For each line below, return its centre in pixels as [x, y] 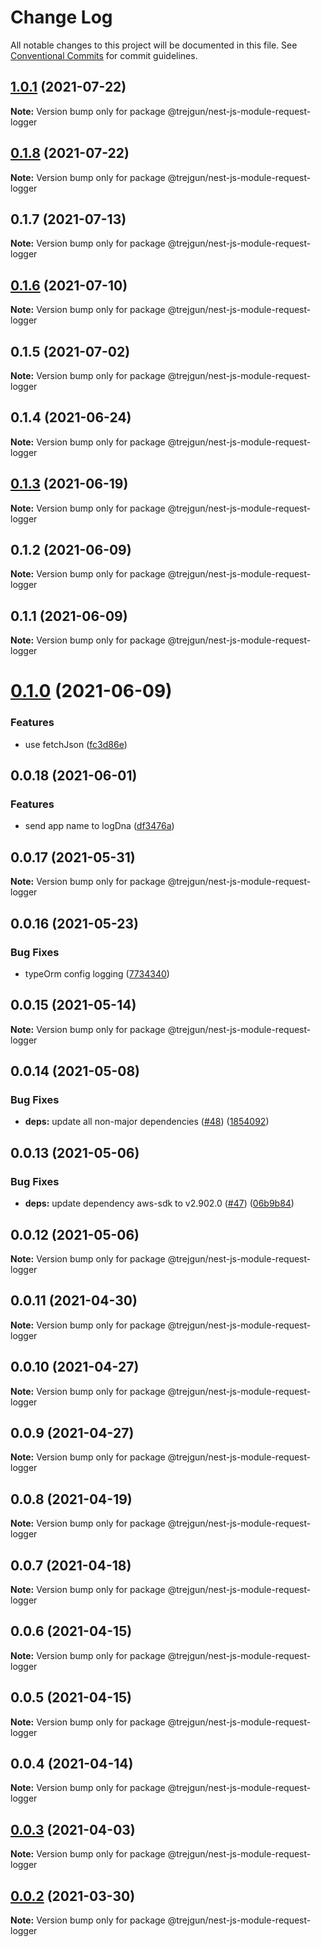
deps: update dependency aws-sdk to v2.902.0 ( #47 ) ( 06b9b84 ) [159, 1203]
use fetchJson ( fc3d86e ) [76, 744]
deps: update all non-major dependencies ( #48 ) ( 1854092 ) [147, 1122]
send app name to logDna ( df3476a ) [99, 826]
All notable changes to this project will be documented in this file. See [154, 45]
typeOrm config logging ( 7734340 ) [97, 973]
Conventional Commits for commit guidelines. [104, 55]
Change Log [61, 17]
